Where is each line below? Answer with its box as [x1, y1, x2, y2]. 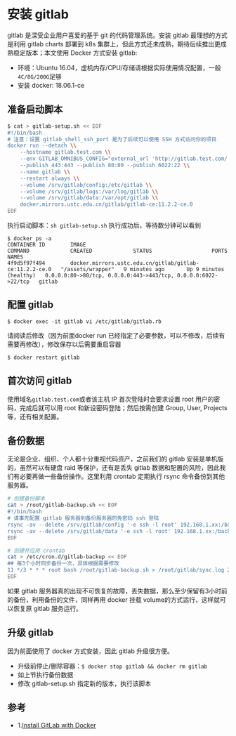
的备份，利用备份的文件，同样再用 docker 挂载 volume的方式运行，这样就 [7, 595, 220, 604]
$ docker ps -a [7, 235, 52, 242]
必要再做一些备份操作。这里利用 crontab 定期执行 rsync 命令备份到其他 [19, 472, 225, 481]
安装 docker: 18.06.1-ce [17, 81, 85, 89]
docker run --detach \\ [7, 142, 77, 150]
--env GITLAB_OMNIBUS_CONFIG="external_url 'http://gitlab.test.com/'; [20, 155, 234, 162]
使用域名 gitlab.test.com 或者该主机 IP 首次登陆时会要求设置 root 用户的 [7, 395, 214, 403]
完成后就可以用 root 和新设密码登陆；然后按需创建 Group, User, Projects [19, 403, 228, 412]
